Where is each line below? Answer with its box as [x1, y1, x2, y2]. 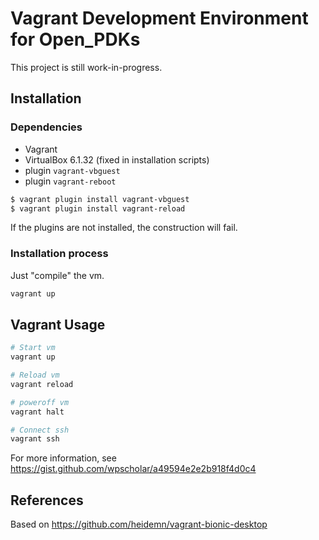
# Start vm [10, 343, 56, 353]
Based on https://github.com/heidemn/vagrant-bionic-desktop [10, 518, 268, 531]
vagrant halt [10, 407, 65, 417]
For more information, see [10, 452, 117, 464]
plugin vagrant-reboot [24, 175, 117, 187]
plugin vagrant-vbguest [24, 164, 121, 176]
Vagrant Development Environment [10, 7, 309, 30]
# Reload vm [10, 370, 60, 381]
